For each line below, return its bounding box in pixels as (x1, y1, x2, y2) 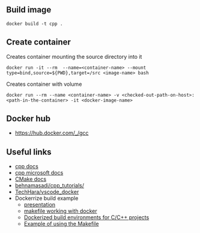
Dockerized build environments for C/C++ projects (23, 214, 150, 221)
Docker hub (6, 113, 51, 124)
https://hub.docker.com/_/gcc (14, 129, 89, 137)
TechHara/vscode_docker (14, 189, 79, 196)
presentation (23, 201, 56, 208)
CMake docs (14, 175, 47, 183)
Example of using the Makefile (23, 220, 99, 228)
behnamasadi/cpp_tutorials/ (14, 182, 85, 189)
